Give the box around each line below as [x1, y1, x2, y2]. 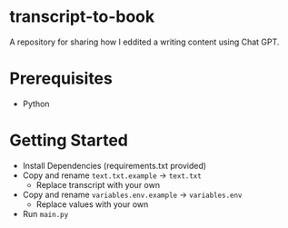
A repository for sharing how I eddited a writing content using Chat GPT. [9, 36, 280, 47]
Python [22, 98, 50, 109]
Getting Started [9, 130, 129, 151]
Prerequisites [9, 68, 114, 89]
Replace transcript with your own [35, 179, 161, 190]
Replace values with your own [35, 198, 149, 210]
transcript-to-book [9, 6, 155, 27]
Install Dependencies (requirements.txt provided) [22, 160, 207, 171]
